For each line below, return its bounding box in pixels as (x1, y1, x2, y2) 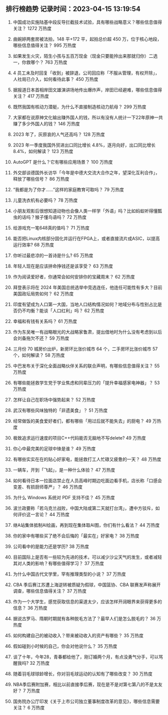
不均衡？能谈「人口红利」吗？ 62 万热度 (21, 308, 104, 314)
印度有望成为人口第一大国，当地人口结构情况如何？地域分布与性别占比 (12, 301, 158, 307)
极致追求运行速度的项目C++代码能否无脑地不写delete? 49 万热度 (12, 435, 146, 441)
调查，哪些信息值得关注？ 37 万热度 (12, 588, 87, 594)
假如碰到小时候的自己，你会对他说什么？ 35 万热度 (12, 643, 117, 649)
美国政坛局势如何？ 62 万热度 (12, 291, 74, 297)
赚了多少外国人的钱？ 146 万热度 (12, 120, 80, 126)
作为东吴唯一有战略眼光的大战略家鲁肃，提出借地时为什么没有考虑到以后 (12, 329, 162, 335)
